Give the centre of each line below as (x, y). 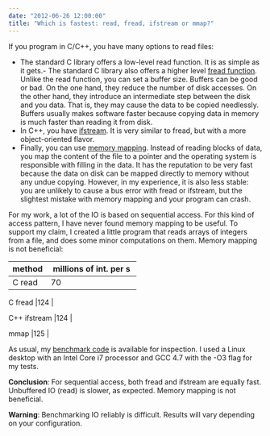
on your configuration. (45, 423)
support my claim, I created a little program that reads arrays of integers (128, 231)
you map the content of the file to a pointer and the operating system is (138, 156)
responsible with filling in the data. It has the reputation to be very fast (136, 164)
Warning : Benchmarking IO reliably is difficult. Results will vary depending (132, 414)
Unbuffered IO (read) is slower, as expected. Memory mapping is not (122, 390)
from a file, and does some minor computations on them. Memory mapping (133, 240)
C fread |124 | (31, 302)
